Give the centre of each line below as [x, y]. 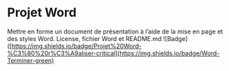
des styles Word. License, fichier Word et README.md [84, 38]
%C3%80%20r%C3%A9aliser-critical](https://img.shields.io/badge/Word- [113, 53]
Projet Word [42, 13]
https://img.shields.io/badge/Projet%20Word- [77, 46]
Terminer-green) [31, 60]
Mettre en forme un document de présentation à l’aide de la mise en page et [115, 31]
